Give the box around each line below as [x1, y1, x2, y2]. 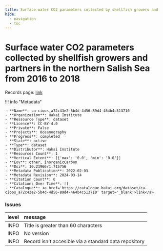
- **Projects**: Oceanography [5, 130, 67, 135]
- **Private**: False [5, 125, 49, 130]
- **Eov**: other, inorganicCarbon [5, 160, 78, 165]
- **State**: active [5, 138, 47, 144]
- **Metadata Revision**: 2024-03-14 [5, 173, 82, 178]
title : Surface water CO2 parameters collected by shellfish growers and [5, 7, 159, 12]
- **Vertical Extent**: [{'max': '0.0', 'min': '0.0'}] [5, 155, 121, 161]
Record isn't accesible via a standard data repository [24, 238, 145, 245]
